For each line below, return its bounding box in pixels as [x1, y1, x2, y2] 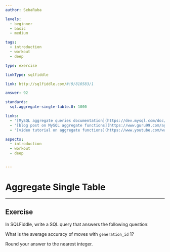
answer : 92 [5, 91, 28, 96]
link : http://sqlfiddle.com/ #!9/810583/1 [5, 81, 94, 87]
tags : [5, 40, 17, 45]
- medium [10, 31, 28, 36]
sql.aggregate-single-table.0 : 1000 [10, 104, 87, 109]
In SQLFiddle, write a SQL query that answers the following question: [5, 221, 149, 227]
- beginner [10, 21, 33, 26]
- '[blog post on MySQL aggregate [10, 122, 82, 128]
